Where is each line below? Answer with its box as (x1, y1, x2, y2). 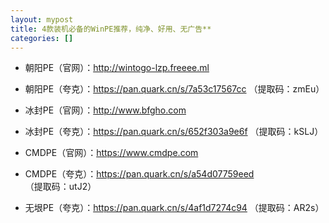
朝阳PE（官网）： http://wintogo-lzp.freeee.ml (24, 62, 210, 74)
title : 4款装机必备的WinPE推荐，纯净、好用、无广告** (10, 24, 212, 34)
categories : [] (10, 33, 74, 43)
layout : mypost (10, 14, 74, 25)
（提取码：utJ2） (24, 181, 97, 193)
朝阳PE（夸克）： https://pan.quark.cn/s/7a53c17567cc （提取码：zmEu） (24, 83, 325, 95)
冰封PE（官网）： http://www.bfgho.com (24, 104, 187, 116)
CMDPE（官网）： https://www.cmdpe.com (24, 147, 199, 159)
